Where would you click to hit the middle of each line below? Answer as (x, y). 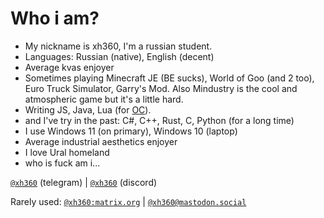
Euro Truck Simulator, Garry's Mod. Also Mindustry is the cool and (161, 88)
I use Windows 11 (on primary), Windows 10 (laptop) (131, 131)
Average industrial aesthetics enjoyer (101, 141)
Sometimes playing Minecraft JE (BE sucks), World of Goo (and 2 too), (169, 78)
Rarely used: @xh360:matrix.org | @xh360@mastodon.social (128, 201)
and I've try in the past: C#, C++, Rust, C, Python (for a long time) (159, 120)
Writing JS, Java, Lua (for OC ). (88, 109)
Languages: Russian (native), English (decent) (119, 56)
